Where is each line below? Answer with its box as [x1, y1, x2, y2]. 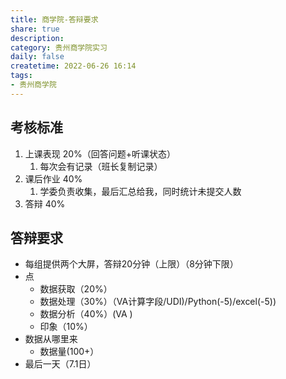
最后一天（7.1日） [24, 358, 97, 370]
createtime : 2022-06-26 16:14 [10, 61, 137, 71]
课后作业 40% [24, 172, 83, 185]
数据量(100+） [39, 346, 100, 358]
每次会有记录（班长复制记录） [39, 160, 163, 172]
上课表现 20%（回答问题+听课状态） [24, 147, 177, 160]
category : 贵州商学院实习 [10, 42, 108, 53]
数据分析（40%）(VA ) [39, 308, 133, 320]
